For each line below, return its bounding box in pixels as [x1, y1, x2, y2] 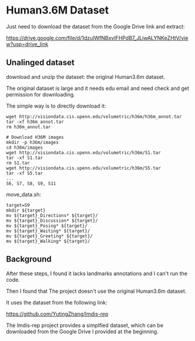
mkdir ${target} [6, 207, 46, 213]
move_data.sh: [6, 190, 42, 198]
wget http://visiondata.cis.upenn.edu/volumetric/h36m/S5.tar [6, 165, 161, 171]
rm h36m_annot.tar [6, 124, 51, 130]
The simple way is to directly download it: [6, 102, 107, 109]
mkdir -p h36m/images [6, 139, 59, 145]
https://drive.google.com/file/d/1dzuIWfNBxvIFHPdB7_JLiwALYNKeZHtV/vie [6, 34, 189, 41]
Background [6, 254, 52, 265]
